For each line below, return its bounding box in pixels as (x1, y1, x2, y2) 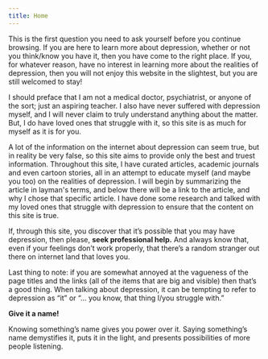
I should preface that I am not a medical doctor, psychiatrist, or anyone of (8, 92, 252, 101)
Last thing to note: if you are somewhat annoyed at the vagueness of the (8, 267, 249, 277)
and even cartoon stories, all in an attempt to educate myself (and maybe (8, 167, 251, 177)
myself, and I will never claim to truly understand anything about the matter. (8, 109, 258, 119)
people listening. (8, 341, 64, 351)
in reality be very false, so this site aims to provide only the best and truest (8, 151, 256, 160)
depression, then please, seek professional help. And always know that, (8, 234, 249, 244)
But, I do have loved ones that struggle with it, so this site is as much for (8, 118, 247, 127)
